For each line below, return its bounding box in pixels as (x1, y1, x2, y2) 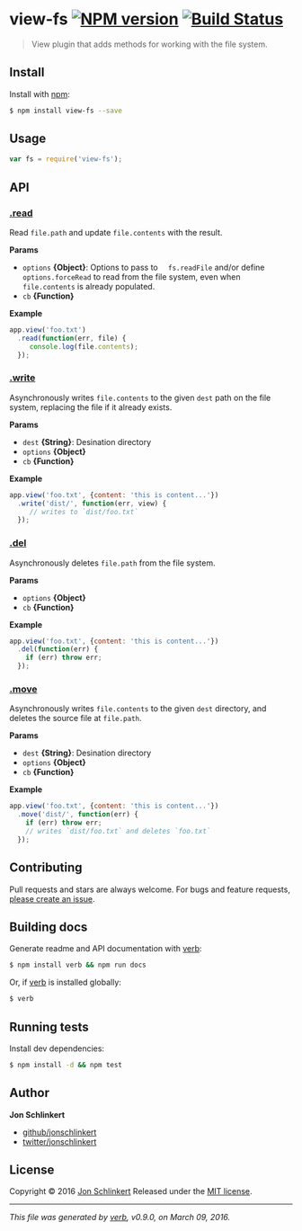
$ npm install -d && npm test (9, 1060, 123, 1069)
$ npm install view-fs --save (9, 106, 123, 115)
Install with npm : (9, 88, 70, 99)
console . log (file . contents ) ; (29, 342, 139, 351)
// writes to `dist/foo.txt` (29, 507, 139, 516)
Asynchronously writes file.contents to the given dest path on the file (9, 392, 271, 403)
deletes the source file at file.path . (9, 713, 142, 724)
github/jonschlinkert (22, 1127, 97, 1137)
